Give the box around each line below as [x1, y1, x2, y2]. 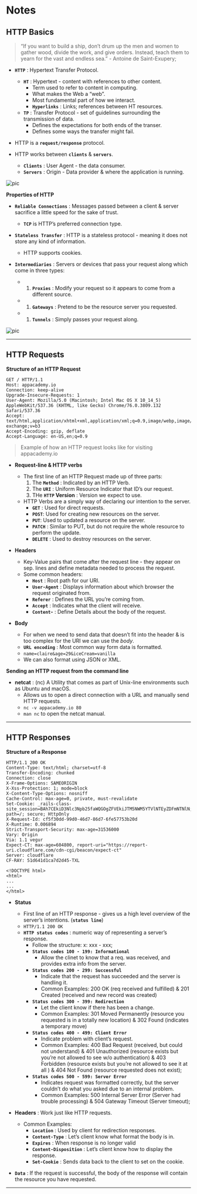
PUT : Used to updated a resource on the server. [32, 516, 145, 524]
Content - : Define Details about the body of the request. [32, 608, 167, 615]
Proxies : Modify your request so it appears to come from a [32, 285, 175, 291]
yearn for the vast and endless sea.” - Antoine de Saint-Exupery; [20, 55, 177, 62]
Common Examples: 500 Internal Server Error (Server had [40, 1091, 181, 1098]
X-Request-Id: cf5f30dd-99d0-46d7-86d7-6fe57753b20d [6, 816, 138, 822]
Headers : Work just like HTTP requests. [14, 1109, 113, 1116]
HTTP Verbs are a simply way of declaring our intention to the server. [23, 498, 191, 505]
